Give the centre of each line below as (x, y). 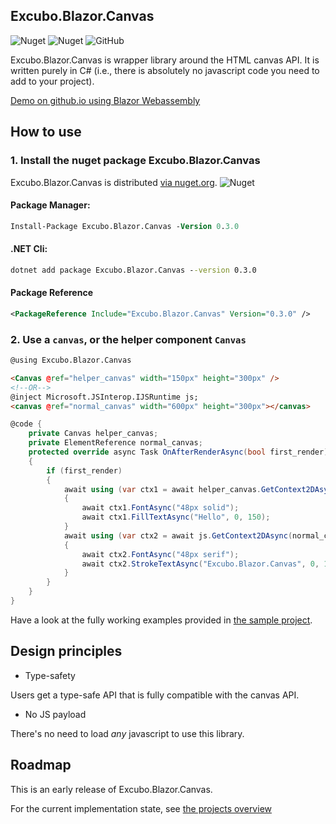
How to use (46, 132)
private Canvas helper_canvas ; (93, 434)
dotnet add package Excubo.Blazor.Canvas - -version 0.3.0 (133, 270)
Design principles (66, 651)
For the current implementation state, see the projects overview (141, 808)
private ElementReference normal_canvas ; (115, 443)
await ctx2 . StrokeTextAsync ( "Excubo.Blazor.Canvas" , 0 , (200, 564)
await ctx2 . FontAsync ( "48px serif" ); (160, 554)
